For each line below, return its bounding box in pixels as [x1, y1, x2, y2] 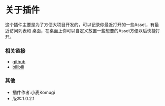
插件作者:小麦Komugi [12, 89, 55, 95]
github [12, 59, 26, 65]
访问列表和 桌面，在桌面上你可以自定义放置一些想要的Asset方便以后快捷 [9, 27, 156, 33]
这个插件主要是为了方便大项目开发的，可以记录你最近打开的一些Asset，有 [5, 22, 155, 27]
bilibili [12, 64, 25, 70]
